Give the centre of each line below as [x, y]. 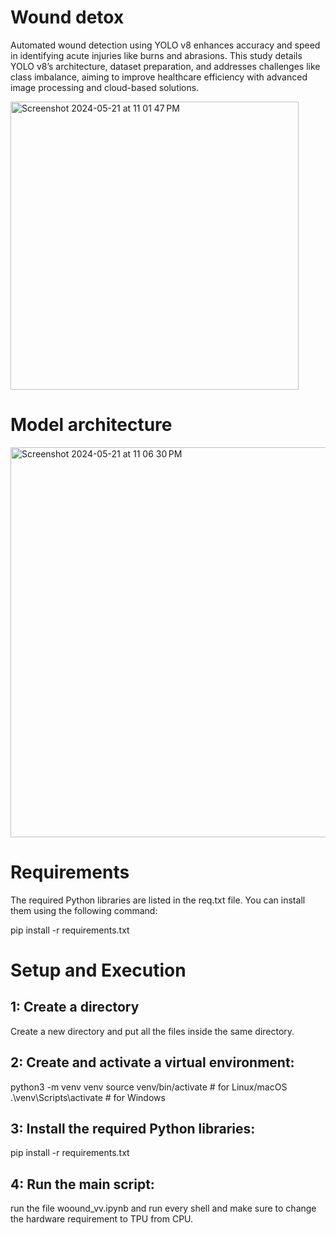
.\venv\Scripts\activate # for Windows [88, 1097]
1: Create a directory [75, 1007]
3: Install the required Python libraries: [133, 1129]
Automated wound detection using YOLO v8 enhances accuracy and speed [165, 45]
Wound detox [67, 17]
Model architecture [91, 425]
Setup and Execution [98, 970]
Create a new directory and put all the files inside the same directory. [152, 1031]
